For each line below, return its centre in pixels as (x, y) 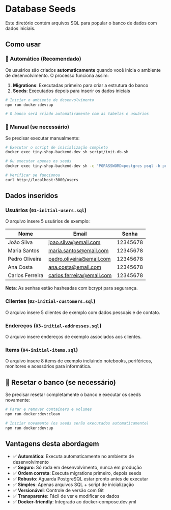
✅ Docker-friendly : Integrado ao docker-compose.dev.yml (74, 501)
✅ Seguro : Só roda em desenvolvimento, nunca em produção (77, 467)
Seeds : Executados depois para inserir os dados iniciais (72, 91)
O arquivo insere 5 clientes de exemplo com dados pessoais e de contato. (83, 312)
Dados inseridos (32, 196)
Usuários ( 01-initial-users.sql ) (46, 210)
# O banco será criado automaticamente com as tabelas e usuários (77, 114)
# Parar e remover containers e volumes (49, 409)
